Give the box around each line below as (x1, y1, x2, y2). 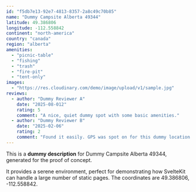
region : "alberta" (6, 42, 51, 48)
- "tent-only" (11, 74, 46, 80)
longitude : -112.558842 (6, 25, 65, 31)
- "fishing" (11, 58, 41, 63)
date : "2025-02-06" (16, 123, 65, 129)
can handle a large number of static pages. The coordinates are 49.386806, (6, 174, 190, 181)
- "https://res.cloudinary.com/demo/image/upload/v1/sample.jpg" (11, 85, 175, 91)
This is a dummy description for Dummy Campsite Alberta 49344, (6, 150, 167, 157)
